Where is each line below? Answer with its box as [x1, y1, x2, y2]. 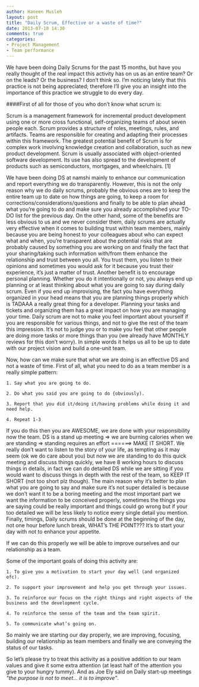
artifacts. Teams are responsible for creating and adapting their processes [6, 131, 188, 138]
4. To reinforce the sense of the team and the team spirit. [6, 610, 161, 616]
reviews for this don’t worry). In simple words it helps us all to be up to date [6, 338, 191, 345]
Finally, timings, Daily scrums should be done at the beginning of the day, [6, 515, 185, 522]
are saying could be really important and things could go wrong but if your [6, 503, 188, 510]
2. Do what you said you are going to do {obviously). [6, 390, 145, 396]
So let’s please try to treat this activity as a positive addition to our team [6, 655, 181, 663]
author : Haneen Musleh [6, 8, 62, 15]
